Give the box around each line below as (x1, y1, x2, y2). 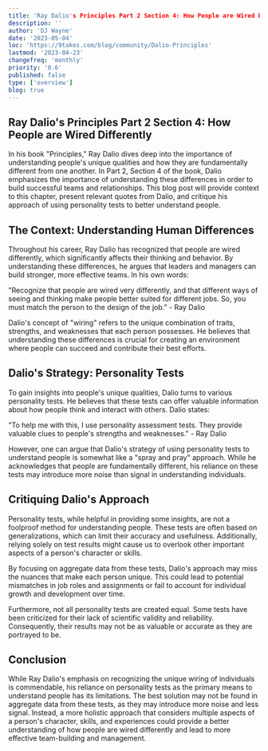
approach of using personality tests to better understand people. (8, 201, 221, 210)
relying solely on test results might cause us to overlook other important (8, 539, 245, 549)
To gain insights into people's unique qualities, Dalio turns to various (8, 387, 233, 397)
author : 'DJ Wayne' (8, 26, 73, 34)
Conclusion (8, 653, 67, 667)
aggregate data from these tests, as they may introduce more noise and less (8, 700, 259, 709)
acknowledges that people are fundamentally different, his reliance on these (8, 461, 259, 471)
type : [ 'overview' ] (8, 78, 73, 86)
